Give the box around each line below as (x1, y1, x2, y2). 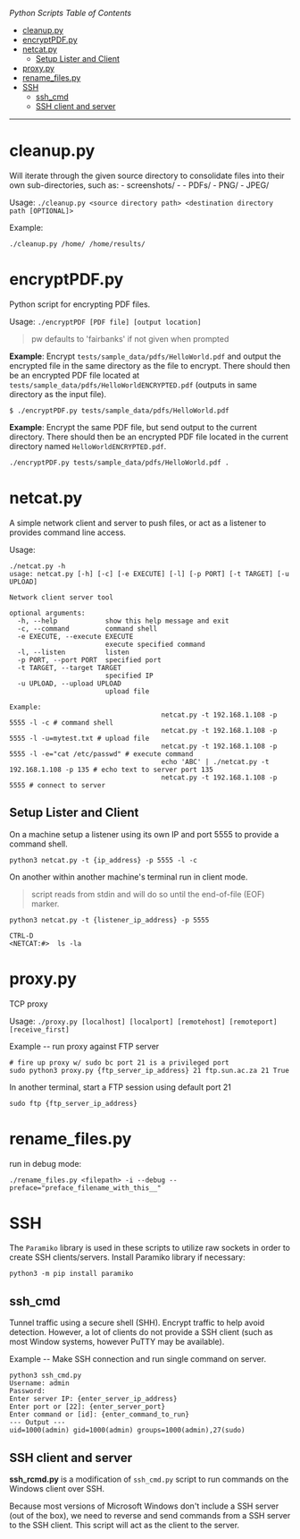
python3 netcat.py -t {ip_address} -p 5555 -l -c (9, 855, 198, 864)
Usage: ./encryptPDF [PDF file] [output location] (9, 316, 202, 327)
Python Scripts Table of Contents (9, 8, 132, 18)
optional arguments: (9, 608, 87, 617)
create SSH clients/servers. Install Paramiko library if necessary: (9, 1252, 246, 1263)
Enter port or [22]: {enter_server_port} (9, 1402, 166, 1412)
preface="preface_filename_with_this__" (9, 1183, 162, 1193)
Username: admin (9, 1379, 70, 1388)
